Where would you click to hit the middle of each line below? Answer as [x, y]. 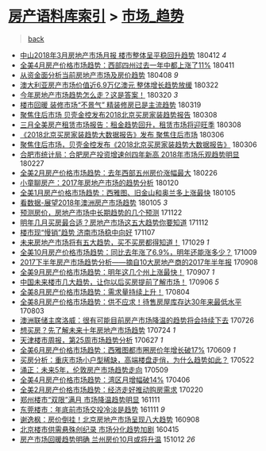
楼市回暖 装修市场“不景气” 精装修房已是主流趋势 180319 [110, 105]
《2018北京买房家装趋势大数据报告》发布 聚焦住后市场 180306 [122, 134]
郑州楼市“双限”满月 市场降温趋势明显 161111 [90, 399]
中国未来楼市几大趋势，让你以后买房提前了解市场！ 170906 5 [120, 282]
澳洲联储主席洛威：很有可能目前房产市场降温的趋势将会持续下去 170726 [137, 320]
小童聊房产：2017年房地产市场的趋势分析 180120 [99, 183]
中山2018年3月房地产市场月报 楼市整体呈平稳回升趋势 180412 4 [123, 55]
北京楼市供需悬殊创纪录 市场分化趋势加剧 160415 [99, 429]
